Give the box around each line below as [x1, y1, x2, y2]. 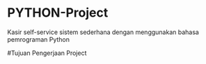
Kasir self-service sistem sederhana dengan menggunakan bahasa [7, 28, 200, 36]
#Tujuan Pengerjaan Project [7, 49, 87, 57]
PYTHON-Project [7, 5, 109, 21]
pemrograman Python [7, 35, 70, 43]
